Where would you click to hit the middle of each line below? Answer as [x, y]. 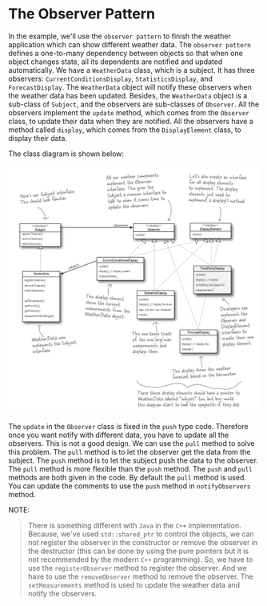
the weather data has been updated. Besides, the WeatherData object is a [128, 95]
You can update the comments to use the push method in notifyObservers [130, 486]
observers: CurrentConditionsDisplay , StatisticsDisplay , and [111, 78]
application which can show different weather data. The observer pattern [130, 44]
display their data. [38, 138]
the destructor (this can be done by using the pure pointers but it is [138, 551]
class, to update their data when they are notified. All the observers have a [131, 121]
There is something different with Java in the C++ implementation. [134, 525]
